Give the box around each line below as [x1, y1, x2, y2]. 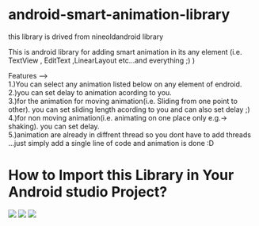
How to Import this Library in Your [8, 167, 234, 184]
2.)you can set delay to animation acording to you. [8, 87, 172, 97]
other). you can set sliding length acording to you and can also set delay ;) [8, 105, 251, 114]
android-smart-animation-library [8, 6, 230, 24]
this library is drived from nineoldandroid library [8, 32, 164, 41]
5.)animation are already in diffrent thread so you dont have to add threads [8, 129, 252, 140]
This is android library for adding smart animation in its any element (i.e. [8, 47, 243, 56]
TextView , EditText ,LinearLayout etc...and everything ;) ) [8, 56, 196, 65]
